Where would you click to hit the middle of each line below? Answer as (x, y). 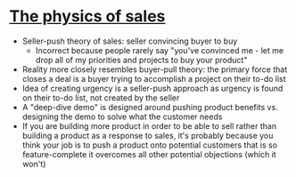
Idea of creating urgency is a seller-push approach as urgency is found (152, 88)
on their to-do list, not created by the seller (101, 97)
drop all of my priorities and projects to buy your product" (141, 60)
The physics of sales (87, 16)
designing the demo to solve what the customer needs (122, 117)
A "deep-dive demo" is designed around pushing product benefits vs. (150, 107)
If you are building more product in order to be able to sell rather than (149, 125)
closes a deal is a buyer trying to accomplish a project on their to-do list (154, 78)
